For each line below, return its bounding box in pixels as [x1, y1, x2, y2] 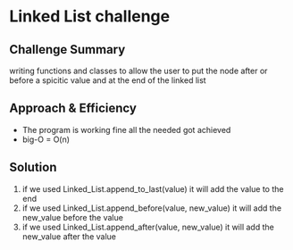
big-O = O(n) [21, 134, 70, 145]
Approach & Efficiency [9, 101, 137, 116]
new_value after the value [21, 230, 116, 242]
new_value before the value [21, 212, 123, 222]
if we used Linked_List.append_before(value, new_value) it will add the [21, 203, 282, 213]
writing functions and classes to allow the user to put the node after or [9, 65, 268, 76]
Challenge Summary [9, 42, 126, 57]
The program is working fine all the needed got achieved [21, 124, 231, 135]
